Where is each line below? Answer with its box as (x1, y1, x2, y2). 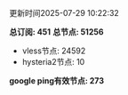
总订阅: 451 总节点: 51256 (9, 27, 104, 37)
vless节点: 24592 (21, 45, 86, 56)
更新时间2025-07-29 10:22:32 (9, 8, 120, 18)
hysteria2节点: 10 (21, 57, 85, 67)
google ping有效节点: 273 (9, 75, 105, 86)
